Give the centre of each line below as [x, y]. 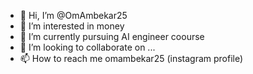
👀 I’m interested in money [72, 26]
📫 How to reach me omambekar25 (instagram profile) [131, 58]
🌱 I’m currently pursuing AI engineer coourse [112, 36]
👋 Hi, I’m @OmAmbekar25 [73, 15]
